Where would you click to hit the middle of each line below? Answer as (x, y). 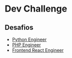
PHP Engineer (26, 45)
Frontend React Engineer (38, 50)
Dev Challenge (36, 9)
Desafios (19, 27)
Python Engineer (29, 39)
